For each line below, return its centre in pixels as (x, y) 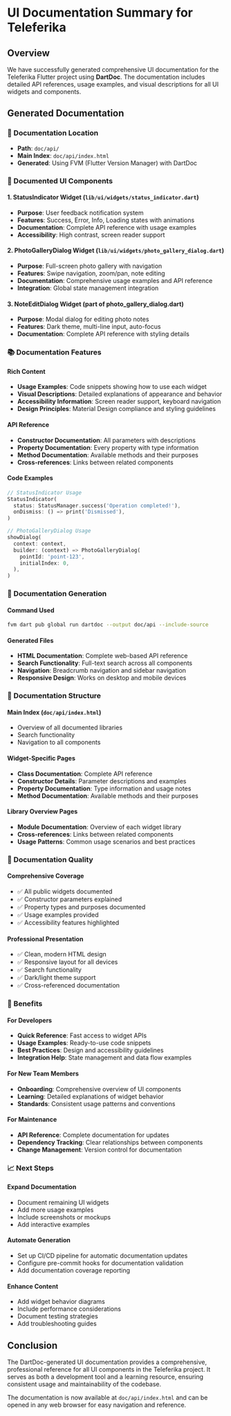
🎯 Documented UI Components (60, 181)
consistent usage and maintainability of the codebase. (84, 1384)
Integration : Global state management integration (88, 288)
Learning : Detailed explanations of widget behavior (90, 1096)
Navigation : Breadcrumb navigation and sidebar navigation (102, 671)
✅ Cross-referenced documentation (68, 986)
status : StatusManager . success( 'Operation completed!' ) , (97, 506)
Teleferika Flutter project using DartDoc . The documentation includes (106, 77)
